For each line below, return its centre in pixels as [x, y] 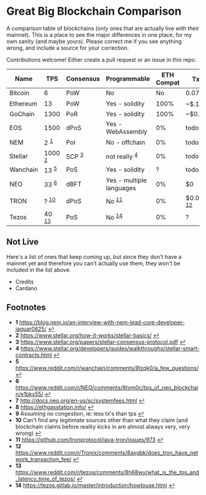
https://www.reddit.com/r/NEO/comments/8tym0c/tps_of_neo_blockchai [107, 387]
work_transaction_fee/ [43, 459]
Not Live [22, 242]
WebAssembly [127, 132]
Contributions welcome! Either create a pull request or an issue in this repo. [101, 59]
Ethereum [24, 104]
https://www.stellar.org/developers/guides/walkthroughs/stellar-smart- [110, 348]
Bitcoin [19, 93]
